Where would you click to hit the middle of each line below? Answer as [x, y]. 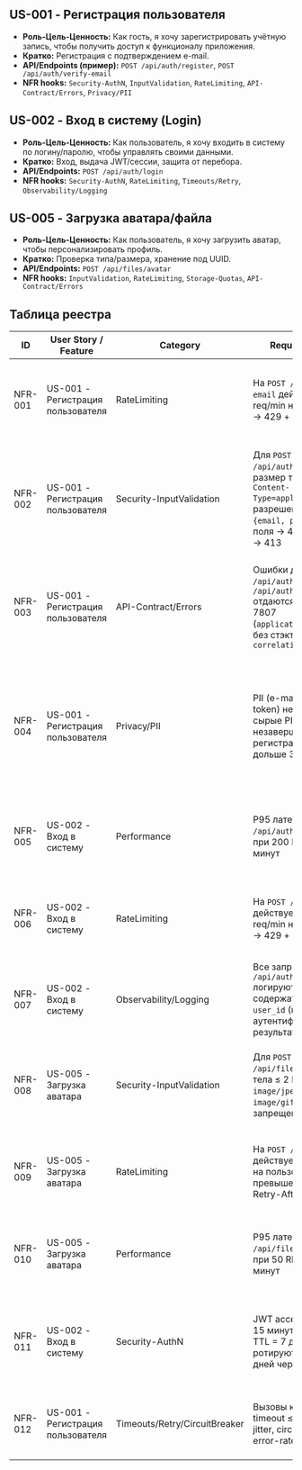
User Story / [76, 339]
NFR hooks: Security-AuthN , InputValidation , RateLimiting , [133, 82]
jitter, [264, 1429]
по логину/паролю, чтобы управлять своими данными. [128, 151]
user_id [269, 1010]
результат [275, 1033]
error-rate [275, 1441]
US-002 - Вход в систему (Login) [106, 121]
